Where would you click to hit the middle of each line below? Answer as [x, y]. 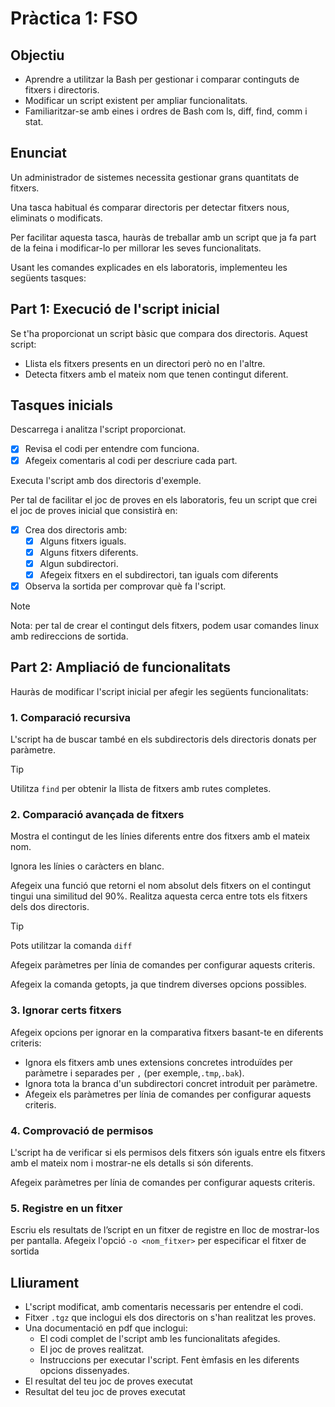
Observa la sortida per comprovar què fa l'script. [125, 586]
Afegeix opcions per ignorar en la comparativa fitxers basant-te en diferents [167, 1032]
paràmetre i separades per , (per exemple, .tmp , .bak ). [134, 1073]
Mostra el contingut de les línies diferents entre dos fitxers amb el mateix [160, 836]
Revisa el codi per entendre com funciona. [112, 449]
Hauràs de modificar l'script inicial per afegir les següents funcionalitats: [159, 691]
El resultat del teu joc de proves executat [108, 1381]
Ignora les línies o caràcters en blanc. [87, 866]
